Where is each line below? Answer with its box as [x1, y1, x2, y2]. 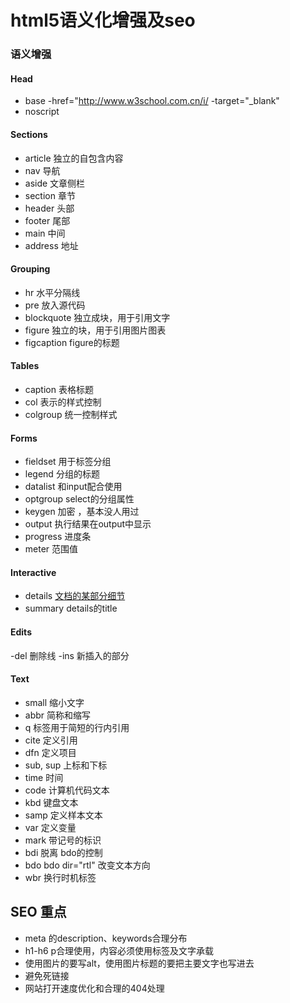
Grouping [10, 263, 51, 275]
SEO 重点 [10, 904, 67, 921]
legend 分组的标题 [24, 468, 100, 480]
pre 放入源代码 [24, 299, 86, 311]
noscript [24, 106, 60, 118]
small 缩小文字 [24, 696, 85, 708]
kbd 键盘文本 [24, 796, 79, 808]
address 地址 [24, 239, 79, 251]
